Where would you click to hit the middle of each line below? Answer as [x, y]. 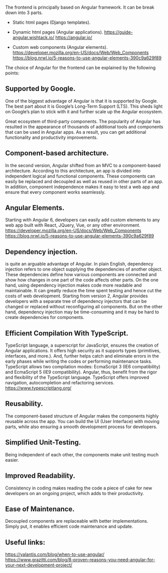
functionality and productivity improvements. [51, 137]
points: [12, 73]
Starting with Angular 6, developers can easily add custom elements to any [82, 220]
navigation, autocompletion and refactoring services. [60, 383]
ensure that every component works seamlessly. [55, 192]
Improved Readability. [40, 476]
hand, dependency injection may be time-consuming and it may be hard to [82, 312]
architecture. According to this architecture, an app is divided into [73, 171]
